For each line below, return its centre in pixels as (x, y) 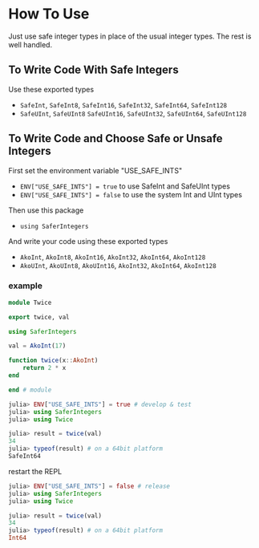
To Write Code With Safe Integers (93, 70)
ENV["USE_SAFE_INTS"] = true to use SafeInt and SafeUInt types (125, 186)
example (25, 286)
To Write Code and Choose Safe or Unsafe (115, 138)
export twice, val (39, 317)
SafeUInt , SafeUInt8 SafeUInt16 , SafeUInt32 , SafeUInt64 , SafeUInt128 (133, 113)
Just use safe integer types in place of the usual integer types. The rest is (130, 36)
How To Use (49, 14)
